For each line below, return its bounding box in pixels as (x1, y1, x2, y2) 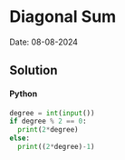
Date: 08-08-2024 (9, 36, 79, 47)
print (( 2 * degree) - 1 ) (17, 143, 95, 152)
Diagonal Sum (9, 6, 117, 27)
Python (9, 88, 38, 99)
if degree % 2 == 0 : (9, 116, 88, 126)
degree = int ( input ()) (9, 108, 95, 117)
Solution (9, 63, 58, 78)
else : (9, 134, 30, 143)
